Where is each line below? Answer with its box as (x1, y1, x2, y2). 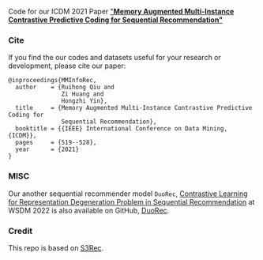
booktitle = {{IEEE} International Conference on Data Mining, (15, 125, 227, 133)
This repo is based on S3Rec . (8, 243, 104, 252)
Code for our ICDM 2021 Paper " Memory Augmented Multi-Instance (8, 7, 235, 16)
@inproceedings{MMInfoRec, (8, 77, 97, 85)
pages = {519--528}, (15, 138, 97, 147)
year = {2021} (15, 145, 80, 153)
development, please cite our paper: (8, 61, 126, 70)
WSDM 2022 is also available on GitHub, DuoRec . (8, 205, 170, 215)
